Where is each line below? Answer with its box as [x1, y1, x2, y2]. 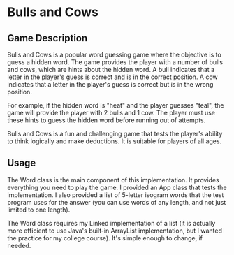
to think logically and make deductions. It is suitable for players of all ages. [7, 137, 222, 145]
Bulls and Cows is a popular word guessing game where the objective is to [7, 50, 221, 59]
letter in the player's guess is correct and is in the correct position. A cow [7, 73, 218, 81]
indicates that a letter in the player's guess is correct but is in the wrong [7, 80, 214, 88]
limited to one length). [7, 205, 71, 214]
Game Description [7, 32, 88, 44]
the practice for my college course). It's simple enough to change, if [7, 233, 203, 242]
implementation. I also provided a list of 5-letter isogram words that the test [7, 190, 224, 199]
